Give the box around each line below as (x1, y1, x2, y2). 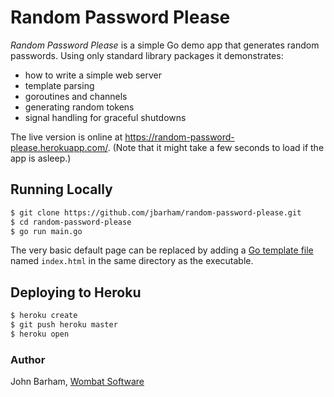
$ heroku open (10, 329, 70, 339)
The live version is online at (10, 131, 123, 143)
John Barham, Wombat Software (10, 376, 145, 388)
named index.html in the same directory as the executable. (10, 255, 254, 267)
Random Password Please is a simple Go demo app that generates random (10, 39, 320, 51)
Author (10, 352, 46, 366)
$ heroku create (10, 311, 78, 321)
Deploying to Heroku (10, 284, 142, 301)
